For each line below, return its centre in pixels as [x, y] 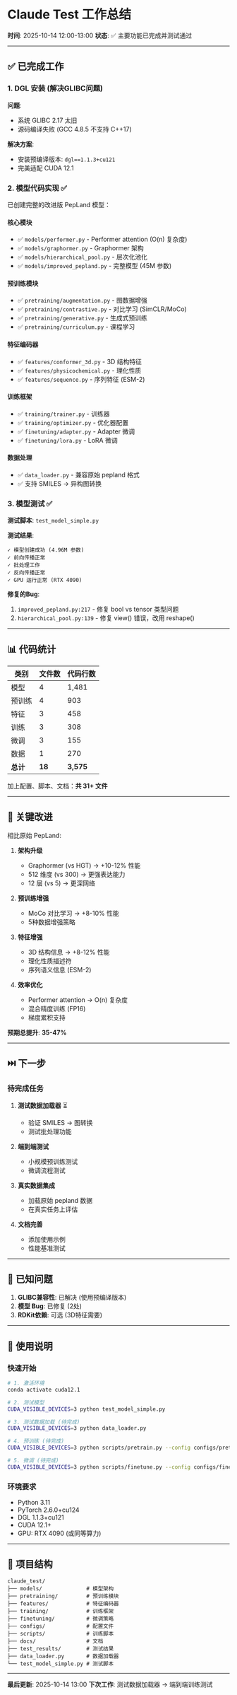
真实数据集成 [36, 1185]
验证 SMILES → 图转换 [60, 1122]
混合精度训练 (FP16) [57, 1008]
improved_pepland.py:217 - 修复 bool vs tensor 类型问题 [98, 610]
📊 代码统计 [32, 649]
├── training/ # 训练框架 [61, 1611]
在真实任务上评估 [53, 1209]
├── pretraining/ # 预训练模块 [63, 1596]
